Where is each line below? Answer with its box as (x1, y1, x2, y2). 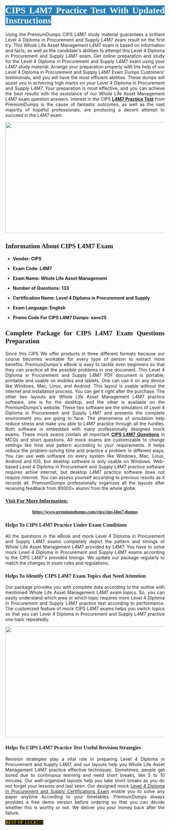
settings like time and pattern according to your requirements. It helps (5, 442, 165, 448)
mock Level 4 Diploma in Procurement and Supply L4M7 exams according (5, 549, 165, 555)
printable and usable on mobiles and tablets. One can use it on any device (5, 378, 165, 384)
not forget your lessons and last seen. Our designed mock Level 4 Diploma (5, 783, 165, 789)
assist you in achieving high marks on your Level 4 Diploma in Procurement (5, 80, 165, 86)
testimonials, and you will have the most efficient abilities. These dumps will (5, 74, 165, 81)
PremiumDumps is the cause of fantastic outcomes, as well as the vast (5, 101, 165, 107)
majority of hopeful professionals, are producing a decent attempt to (5, 106, 165, 112)
